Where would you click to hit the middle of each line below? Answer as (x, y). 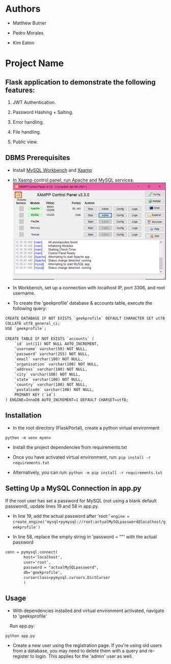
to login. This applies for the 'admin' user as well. (82, 656)
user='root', (37, 562)
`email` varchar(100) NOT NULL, (49, 359)
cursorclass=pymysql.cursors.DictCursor (67, 577)
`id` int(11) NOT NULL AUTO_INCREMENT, (57, 344)
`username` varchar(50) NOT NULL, (51, 349)
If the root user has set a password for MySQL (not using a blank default (81, 500)
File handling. (27, 132)
